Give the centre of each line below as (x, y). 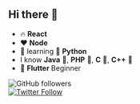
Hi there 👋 (33, 15)
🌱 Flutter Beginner (50, 67)
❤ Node (34, 42)
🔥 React (34, 33)
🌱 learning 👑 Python (53, 51)
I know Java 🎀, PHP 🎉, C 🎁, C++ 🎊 (76, 60)
